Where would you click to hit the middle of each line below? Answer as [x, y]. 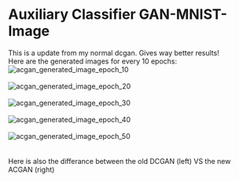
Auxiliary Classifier [72, 15]
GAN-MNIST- [183, 15]
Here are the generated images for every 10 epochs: [93, 61]
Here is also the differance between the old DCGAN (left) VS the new [119, 161]
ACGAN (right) [31, 169]
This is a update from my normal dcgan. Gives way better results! [114, 53]
